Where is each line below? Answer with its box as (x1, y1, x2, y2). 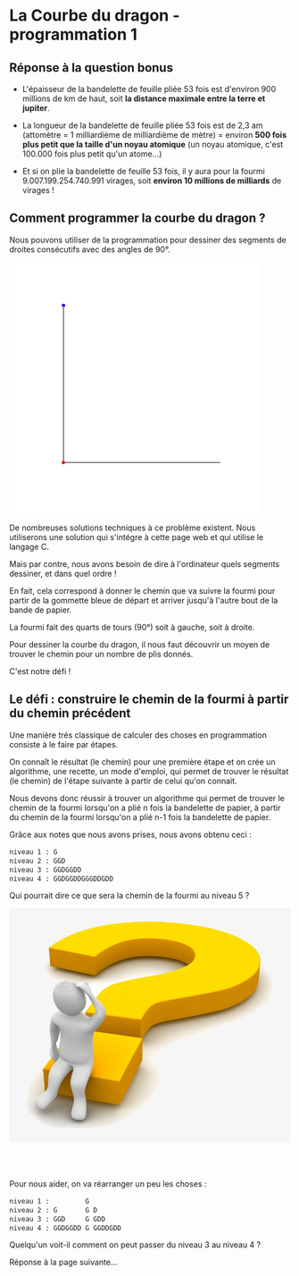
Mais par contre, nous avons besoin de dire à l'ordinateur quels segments (9, 558, 280, 569)
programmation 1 (9, 24, 138, 45)
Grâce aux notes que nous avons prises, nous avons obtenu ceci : (9, 829, 252, 840)
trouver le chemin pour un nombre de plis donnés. (9, 648, 194, 659)
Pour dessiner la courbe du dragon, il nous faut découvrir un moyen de (9, 638, 270, 649)
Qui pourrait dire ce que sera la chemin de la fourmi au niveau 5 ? (9, 890, 250, 900)
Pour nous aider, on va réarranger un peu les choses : (9, 1179, 207, 1189)
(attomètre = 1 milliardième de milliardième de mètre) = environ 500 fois (21, 130, 287, 139)
